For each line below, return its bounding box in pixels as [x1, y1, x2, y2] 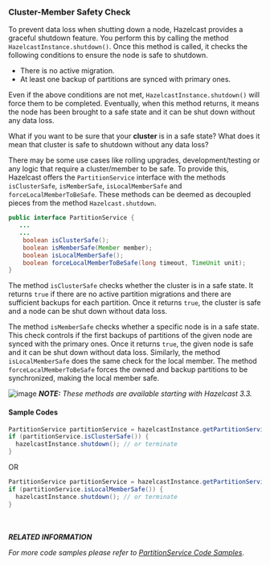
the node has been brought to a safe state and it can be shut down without [8, 107, 256, 117]
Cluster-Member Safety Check [8, 6, 131, 18]
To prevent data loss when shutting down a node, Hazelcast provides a [8, 25, 243, 35]
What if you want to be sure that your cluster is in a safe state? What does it [8, 131, 260, 141]
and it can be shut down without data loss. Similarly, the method [8, 348, 221, 357]
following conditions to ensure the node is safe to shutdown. [8, 51, 209, 60]
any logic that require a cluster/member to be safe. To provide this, [8, 164, 229, 174]
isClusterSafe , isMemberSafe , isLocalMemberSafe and [8, 181, 182, 191]
